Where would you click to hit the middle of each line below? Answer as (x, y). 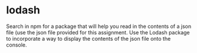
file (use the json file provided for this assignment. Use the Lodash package (98, 32)
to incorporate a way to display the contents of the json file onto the (88, 38)
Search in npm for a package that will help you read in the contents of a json (99, 26)
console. (17, 45)
